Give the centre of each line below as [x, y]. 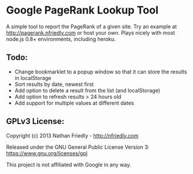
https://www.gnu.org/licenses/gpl [47, 153]
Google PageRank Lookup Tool [82, 10]
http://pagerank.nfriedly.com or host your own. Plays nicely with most [91, 32]
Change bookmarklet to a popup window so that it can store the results [101, 72]
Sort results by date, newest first [54, 84]
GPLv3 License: [35, 121]
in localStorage [33, 78]
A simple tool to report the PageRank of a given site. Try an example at [91, 26]
